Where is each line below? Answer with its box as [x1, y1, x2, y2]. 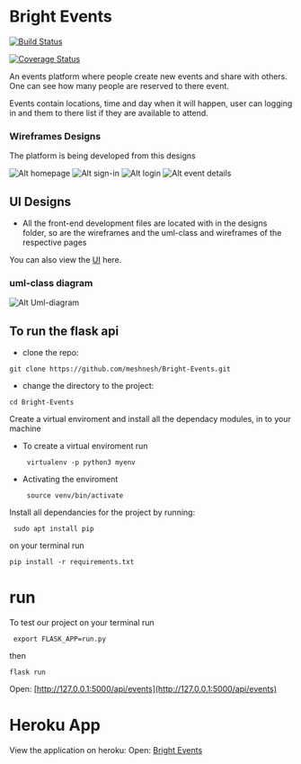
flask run [9, 668, 47, 677]
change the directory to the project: [22, 381, 155, 391]
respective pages [22, 237, 87, 248]
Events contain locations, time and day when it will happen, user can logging [9, 97, 293, 109]
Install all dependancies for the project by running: [9, 507, 196, 518]
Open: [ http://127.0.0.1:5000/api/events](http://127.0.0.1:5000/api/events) [9, 684, 277, 695]
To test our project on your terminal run [9, 617, 155, 628]
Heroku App [9, 715, 101, 735]
